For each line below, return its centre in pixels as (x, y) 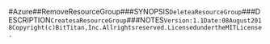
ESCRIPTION (30, 20)
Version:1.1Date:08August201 (213, 21)
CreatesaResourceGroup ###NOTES (107, 20)
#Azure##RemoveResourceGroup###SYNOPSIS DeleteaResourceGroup (125, 12)
